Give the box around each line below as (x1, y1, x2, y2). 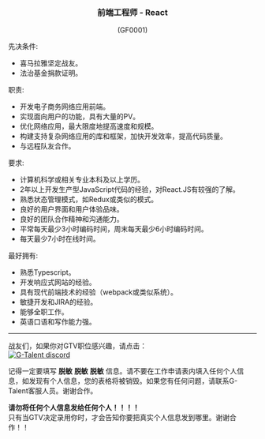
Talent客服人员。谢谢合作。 (8, 386, 98, 396)
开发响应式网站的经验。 (19, 278, 96, 287)
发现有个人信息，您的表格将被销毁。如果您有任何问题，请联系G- (28, 377, 238, 386)
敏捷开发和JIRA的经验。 (19, 298, 98, 307)
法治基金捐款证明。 (19, 69, 83, 78)
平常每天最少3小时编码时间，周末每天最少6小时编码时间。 (19, 224, 209, 234)
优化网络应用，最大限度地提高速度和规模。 (19, 122, 159, 131)
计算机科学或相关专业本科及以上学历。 (19, 175, 144, 185)
